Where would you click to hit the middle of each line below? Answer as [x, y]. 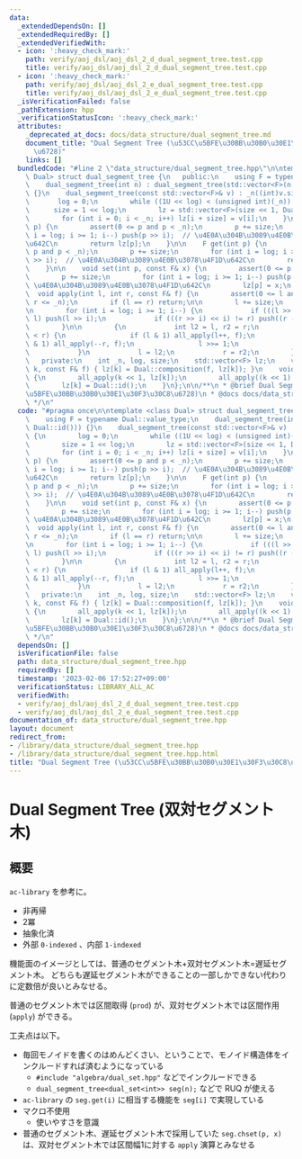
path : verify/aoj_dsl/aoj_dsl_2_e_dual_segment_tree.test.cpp [144, 85]
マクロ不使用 [46, 1110]
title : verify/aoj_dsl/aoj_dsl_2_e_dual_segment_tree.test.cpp [147, 93]
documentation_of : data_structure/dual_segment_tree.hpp [118, 721]
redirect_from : [38, 737]
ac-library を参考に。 [50, 891]
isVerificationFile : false [68, 653]
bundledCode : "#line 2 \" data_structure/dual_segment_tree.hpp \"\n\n [150, 168]
